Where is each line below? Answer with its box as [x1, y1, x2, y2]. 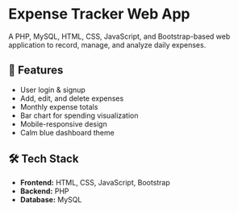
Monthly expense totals [19, 102, 98, 111]
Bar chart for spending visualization [19, 110, 139, 120]
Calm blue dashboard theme [19, 127, 115, 137]
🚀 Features [8, 64, 64, 77]
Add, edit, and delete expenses [19, 94, 124, 103]
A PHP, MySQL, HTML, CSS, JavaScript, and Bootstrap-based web [8, 31, 231, 41]
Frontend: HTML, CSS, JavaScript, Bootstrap [19, 177, 171, 187]
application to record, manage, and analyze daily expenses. [8, 39, 207, 49]
